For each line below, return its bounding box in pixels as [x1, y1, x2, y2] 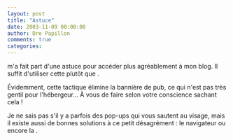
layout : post [7, 10, 45, 17]
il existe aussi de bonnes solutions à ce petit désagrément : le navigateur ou [7, 119, 226, 127]
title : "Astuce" [7, 17, 55, 24]
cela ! [7, 98, 23, 106]
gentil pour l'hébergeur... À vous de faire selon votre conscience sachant [7, 90, 217, 99]
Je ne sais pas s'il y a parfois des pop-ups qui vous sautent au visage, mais [7, 111, 225, 120]
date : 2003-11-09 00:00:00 [7, 23, 86, 30]
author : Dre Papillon [7, 29, 71, 37]
